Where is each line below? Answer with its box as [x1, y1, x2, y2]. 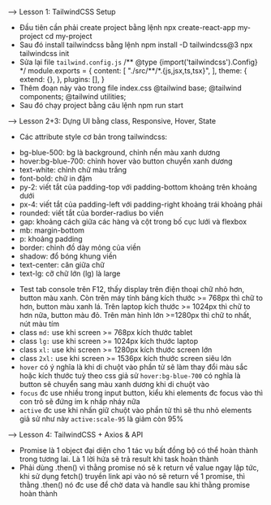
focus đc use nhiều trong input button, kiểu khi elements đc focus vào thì [19, 388, 263, 398]
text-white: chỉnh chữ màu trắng [19, 165, 127, 174]
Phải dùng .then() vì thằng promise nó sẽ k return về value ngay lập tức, [19, 463, 260, 472]
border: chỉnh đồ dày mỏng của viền [19, 243, 141, 252]
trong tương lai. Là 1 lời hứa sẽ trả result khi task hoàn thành [19, 455, 219, 464]
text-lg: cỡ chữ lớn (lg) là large [19, 268, 121, 278]
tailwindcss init [19, 49, 70, 58]
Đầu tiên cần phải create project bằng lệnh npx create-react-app [19, 23, 236, 32]
